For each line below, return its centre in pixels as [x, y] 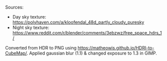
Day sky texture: [29, 17]
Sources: [14, 7]
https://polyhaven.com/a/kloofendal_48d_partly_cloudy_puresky [78, 22]
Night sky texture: [31, 27]
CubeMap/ [16, 53]
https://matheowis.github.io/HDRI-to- [116, 48]
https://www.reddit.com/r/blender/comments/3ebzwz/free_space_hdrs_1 [87, 33]
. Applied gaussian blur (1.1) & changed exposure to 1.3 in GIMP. [92, 53]
